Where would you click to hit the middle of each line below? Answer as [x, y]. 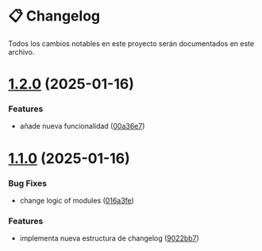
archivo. [21, 52]
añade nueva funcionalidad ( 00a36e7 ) [82, 126]
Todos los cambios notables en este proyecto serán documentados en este [131, 43]
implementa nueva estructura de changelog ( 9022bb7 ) [110, 238]
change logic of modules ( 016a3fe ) [77, 200]
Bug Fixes [28, 183]
